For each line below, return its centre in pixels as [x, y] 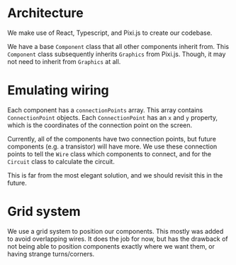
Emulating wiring [58, 91]
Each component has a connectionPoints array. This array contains [105, 110]
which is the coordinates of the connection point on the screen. [100, 125]
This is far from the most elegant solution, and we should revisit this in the [115, 175]
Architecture [45, 13]
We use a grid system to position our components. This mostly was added [116, 231]
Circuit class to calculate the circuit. [61, 161]
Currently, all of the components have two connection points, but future [112, 139]
